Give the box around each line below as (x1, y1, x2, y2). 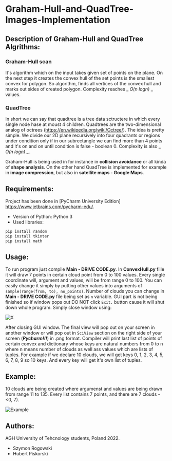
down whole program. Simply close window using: (5, 304, 112, 311)
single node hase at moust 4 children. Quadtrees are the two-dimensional (5, 121, 161, 127)
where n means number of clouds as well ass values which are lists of (5, 346, 154, 353)
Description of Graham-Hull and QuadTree (5, 34, 144, 43)
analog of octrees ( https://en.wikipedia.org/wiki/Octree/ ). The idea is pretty (5, 127, 165, 133)
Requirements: (5, 185, 54, 193)
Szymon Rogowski (12, 445, 52, 451)
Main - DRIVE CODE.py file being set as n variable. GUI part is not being (5, 293, 158, 300)
